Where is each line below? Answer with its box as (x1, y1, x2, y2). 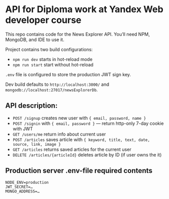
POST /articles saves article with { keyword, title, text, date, (12, 136, 150, 143)
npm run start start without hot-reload (12, 61, 94, 68)
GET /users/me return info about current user (12, 131, 106, 137)
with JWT (12, 125, 33, 131)
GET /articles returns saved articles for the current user (12, 146, 131, 152)
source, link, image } (12, 142, 61, 147)
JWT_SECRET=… (5, 184, 33, 189)
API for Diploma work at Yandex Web (5, 4, 164, 15)
